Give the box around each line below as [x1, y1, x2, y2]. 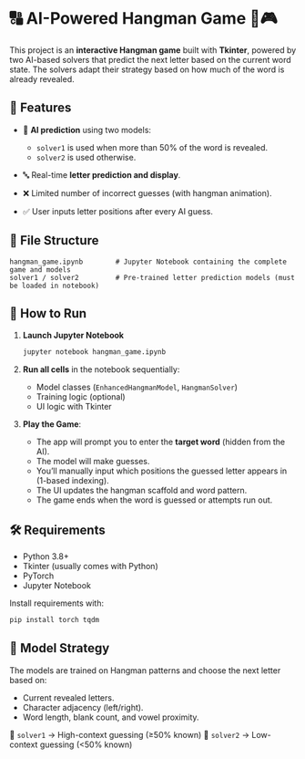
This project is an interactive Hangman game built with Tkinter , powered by [9, 44, 297, 56]
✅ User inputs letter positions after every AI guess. [22, 205, 214, 216]
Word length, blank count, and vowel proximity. [22, 712, 199, 723]
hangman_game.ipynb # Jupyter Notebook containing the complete [9, 257, 287, 266]
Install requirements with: [9, 598, 105, 608]
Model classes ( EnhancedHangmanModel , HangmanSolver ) [36, 381, 239, 393]
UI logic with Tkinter [36, 401, 112, 412]
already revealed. [9, 73, 75, 84]
